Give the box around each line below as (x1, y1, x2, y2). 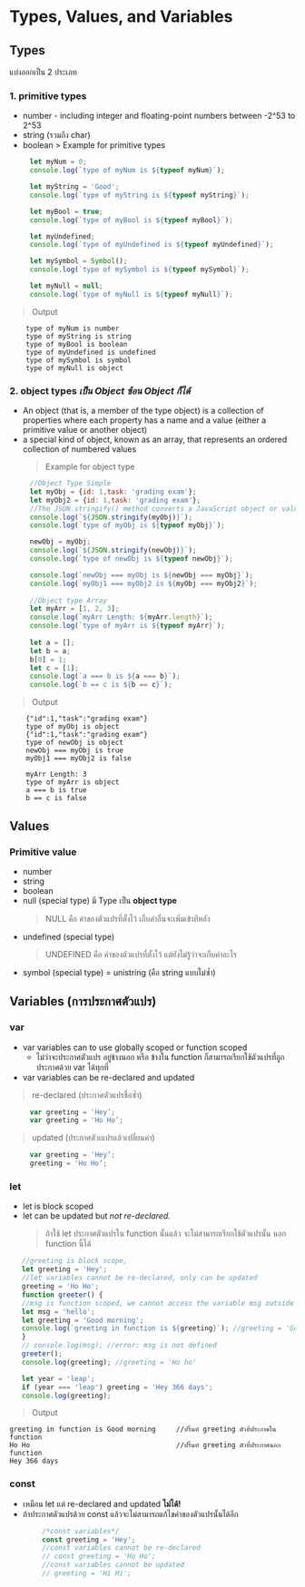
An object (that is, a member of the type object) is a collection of (22, 406, 265, 416)
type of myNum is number (25, 324, 120, 333)
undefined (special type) (22, 931, 115, 942)
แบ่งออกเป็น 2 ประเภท (9, 66, 77, 77)
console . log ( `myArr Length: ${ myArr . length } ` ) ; (29, 612, 213, 622)
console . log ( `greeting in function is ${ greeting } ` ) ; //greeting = (21, 1324, 282, 1333)
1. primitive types (9, 89, 87, 102)
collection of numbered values (22, 444, 137, 455)
